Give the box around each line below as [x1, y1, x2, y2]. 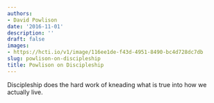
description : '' [7, 29, 54, 37]
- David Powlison [7, 17, 58, 24]
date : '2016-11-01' [7, 23, 64, 30]
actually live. [7, 88, 43, 96]
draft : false [7, 36, 45, 43]
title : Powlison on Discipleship [7, 62, 104, 68]
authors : [7, 10, 33, 17]
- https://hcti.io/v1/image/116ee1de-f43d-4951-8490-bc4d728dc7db [7, 49, 204, 56]
